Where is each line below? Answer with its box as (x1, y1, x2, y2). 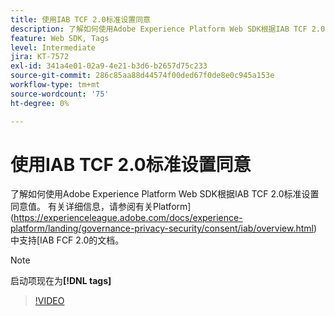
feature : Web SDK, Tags (10, 33, 110, 43)
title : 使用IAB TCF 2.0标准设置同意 (10, 14, 151, 25)
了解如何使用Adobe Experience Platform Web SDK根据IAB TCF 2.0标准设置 (10, 188, 320, 200)
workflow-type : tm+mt (10, 80, 101, 90)
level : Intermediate (10, 42, 97, 53)
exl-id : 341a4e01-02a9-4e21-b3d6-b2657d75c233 (10, 61, 208, 71)
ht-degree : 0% (10, 98, 70, 108)
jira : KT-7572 (10, 52, 70, 62)
